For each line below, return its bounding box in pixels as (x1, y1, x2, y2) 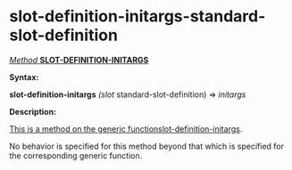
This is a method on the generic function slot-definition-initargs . (9, 123, 243, 134)
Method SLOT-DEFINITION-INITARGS (9, 54, 149, 65)
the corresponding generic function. (9, 150, 143, 161)
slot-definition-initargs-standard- (9, 6, 266, 27)
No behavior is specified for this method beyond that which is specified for (9, 141, 284, 151)
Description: (9, 106, 56, 117)
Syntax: (9, 71, 39, 82)
